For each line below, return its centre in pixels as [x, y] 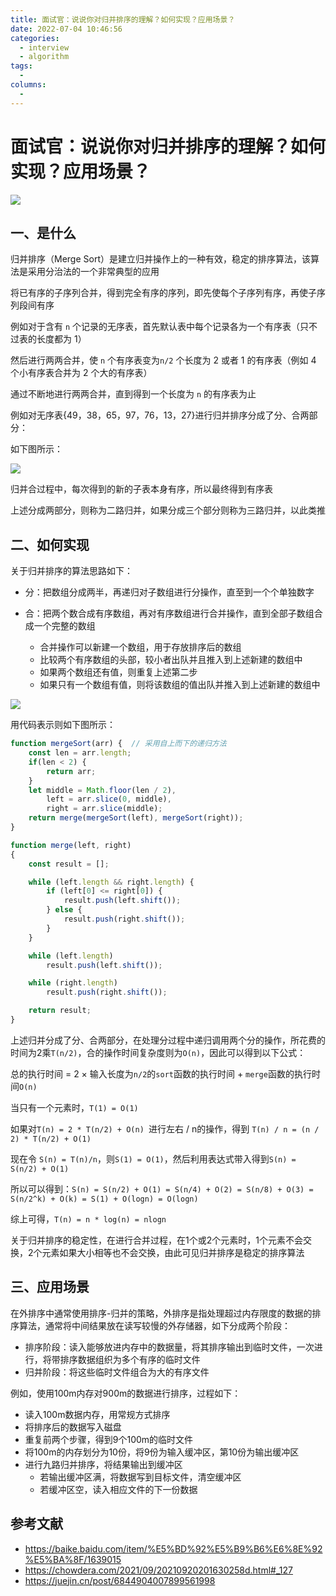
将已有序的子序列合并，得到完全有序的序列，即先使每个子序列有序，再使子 [163, 293]
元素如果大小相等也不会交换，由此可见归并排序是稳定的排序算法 [173, 1252]
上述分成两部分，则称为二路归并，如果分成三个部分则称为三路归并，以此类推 [168, 510]
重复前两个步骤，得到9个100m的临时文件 [109, 1439]
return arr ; [71, 771]
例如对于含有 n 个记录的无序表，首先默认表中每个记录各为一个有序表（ [155, 327]
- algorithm [44, 57]
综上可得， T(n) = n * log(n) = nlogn [88, 1218]
